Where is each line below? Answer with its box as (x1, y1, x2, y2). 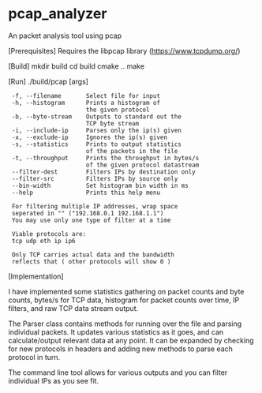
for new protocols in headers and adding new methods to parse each (8, 344, 233, 354)
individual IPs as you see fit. (8, 376, 99, 385)
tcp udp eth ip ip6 (11, 237, 77, 245)
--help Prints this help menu (11, 189, 160, 196)
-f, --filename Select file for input (11, 92, 160, 99)
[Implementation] (8, 271, 65, 281)
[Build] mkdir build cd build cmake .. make (8, 61, 144, 71)
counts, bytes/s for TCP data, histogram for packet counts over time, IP (8, 295, 240, 305)
